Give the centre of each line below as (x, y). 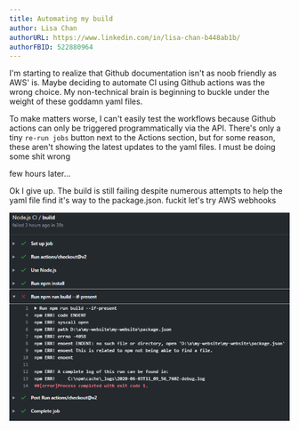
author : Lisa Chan (43, 28)
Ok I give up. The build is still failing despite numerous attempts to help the (146, 191)
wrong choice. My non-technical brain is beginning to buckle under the (139, 92)
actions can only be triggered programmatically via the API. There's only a (145, 128)
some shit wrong (40, 156)
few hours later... (40, 174)
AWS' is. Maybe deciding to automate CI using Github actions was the (137, 83)
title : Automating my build (61, 19)
